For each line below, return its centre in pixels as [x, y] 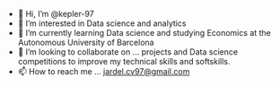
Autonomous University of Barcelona [86, 42]
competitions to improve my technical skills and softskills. [124, 61]
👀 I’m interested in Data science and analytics [102, 23]
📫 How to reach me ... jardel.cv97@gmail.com [104, 71]
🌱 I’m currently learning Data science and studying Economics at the [144, 33]
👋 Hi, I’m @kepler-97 [56, 14]
